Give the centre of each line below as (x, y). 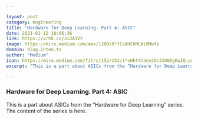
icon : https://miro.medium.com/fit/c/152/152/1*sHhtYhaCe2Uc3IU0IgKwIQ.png (101, 60)
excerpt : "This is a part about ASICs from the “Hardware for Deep (91, 66)
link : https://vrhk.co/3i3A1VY (44, 39)
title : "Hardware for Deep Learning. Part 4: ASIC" (71, 28)
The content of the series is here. (47, 111)
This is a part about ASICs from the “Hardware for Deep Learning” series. (95, 104)
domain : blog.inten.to (34, 50)
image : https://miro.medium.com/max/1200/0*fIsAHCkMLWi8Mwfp (83, 44)
